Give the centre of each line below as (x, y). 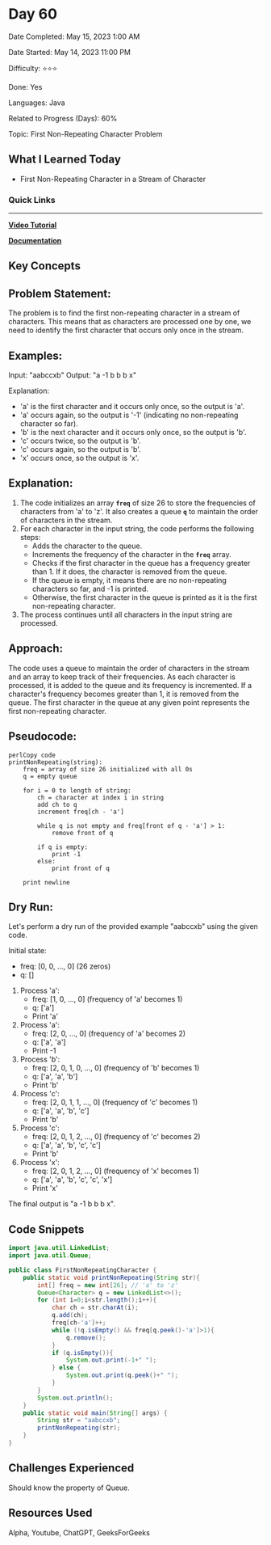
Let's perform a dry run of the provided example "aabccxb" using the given (133, 927)
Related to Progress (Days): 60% (63, 118)
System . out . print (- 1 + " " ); (111, 1360)
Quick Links (32, 200)
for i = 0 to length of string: (77, 790)
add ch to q (58, 804)
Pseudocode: (43, 737)
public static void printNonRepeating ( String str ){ (111, 1277)
